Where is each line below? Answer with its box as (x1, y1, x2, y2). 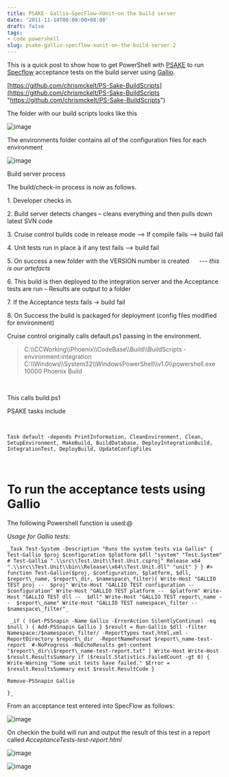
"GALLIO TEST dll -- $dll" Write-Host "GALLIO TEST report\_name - (22, 593, 223, 601)
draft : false (7, 23, 45, 30)
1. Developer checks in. (7, 196, 73, 205)
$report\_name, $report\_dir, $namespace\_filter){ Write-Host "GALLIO (7, 575, 216, 582)
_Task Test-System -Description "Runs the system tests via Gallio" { (7, 545, 213, 553)
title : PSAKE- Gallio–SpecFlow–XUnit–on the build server (7, 10, 176, 17)
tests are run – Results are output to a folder (7, 285, 132, 292)
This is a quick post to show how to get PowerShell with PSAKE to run (7, 61, 204, 69)
